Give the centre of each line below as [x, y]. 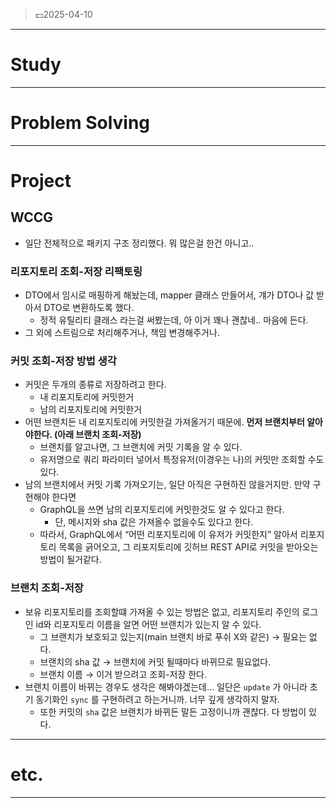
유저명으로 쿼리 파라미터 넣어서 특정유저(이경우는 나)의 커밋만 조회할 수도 [182, 460]
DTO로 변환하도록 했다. [89, 308]
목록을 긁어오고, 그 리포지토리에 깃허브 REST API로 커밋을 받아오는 [188, 547]
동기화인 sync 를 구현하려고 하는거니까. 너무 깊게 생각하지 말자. [157, 699]
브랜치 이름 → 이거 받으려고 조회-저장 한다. [123, 674]
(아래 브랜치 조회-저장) [97, 435]
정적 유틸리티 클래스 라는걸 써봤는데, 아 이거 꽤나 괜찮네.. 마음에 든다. [174, 320]
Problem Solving [80, 123]
